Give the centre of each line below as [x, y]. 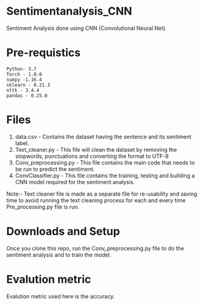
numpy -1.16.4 [24, 80]
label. [22, 143]
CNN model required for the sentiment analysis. [75, 182]
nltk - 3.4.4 [23, 90]
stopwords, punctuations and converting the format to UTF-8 [92, 156]
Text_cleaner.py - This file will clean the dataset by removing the [96, 149]
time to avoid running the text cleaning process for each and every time [96, 200]
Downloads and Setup [63, 231]
